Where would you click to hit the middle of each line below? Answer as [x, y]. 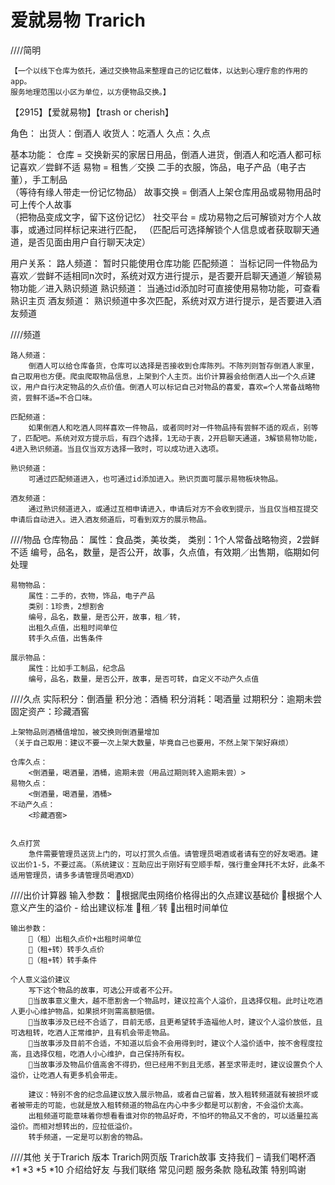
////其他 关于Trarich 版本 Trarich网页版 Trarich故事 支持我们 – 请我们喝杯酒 [163, 1157]
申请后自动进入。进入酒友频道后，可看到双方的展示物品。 [111, 519]
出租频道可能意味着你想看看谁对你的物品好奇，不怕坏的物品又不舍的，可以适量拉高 [173, 1116]
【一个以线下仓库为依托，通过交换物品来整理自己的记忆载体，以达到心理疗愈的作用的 [159, 71]
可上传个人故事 [41, 204]
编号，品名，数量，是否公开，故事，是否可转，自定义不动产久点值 [144, 679]
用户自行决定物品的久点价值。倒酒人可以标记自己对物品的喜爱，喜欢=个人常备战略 [168, 387]
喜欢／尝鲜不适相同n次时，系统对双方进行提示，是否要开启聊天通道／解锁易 [166, 275]
